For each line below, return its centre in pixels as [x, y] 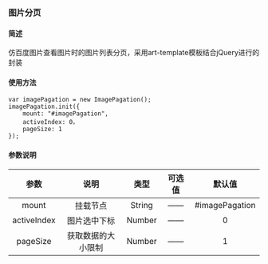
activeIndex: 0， [51, 122]
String [142, 205]
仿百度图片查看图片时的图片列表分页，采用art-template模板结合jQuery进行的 [134, 53]
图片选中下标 [91, 220]
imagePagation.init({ [44, 107]
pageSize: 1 [42, 130]
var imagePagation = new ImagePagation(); [80, 100]
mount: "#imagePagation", [66, 114]
